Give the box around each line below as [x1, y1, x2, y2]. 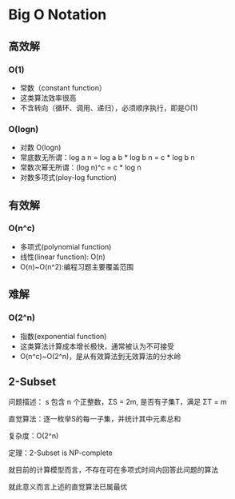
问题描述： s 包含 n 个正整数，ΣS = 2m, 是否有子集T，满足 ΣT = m [8, 397, 228, 407]
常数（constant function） [19, 82, 106, 93]
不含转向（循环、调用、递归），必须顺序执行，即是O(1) [19, 102, 198, 113]
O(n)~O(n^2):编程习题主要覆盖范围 [19, 261, 134, 271]
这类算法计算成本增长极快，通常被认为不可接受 [19, 341, 174, 351]
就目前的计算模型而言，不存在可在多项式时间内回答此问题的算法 [8, 465, 218, 475]
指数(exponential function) [19, 331, 107, 341]
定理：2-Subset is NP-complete [8, 448, 114, 457]
